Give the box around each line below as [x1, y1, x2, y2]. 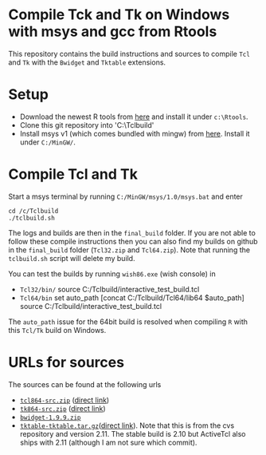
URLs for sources [8, 354, 125, 371]
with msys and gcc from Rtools [8, 22, 217, 41]
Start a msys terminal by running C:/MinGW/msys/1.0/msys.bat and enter [8, 192, 243, 201]
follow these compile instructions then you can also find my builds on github [8, 236, 258, 246]
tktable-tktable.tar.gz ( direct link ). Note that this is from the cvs [19, 421, 235, 430]
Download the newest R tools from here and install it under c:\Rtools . [19, 112, 248, 121]
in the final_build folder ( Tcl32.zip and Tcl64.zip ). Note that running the [8, 245, 251, 255]
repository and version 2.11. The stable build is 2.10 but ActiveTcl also [19, 429, 246, 438]
